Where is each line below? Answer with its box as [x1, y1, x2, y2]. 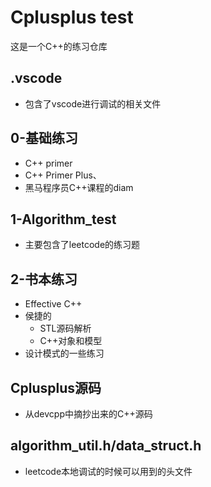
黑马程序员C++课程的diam [24, 181, 134, 193]
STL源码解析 [39, 322, 92, 335]
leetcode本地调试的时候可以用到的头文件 [24, 465, 193, 477]
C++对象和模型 [39, 335, 103, 347]
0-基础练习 [10, 130, 78, 147]
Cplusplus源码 [10, 379, 102, 396]
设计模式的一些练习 [24, 347, 105, 360]
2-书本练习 [10, 271, 78, 288]
